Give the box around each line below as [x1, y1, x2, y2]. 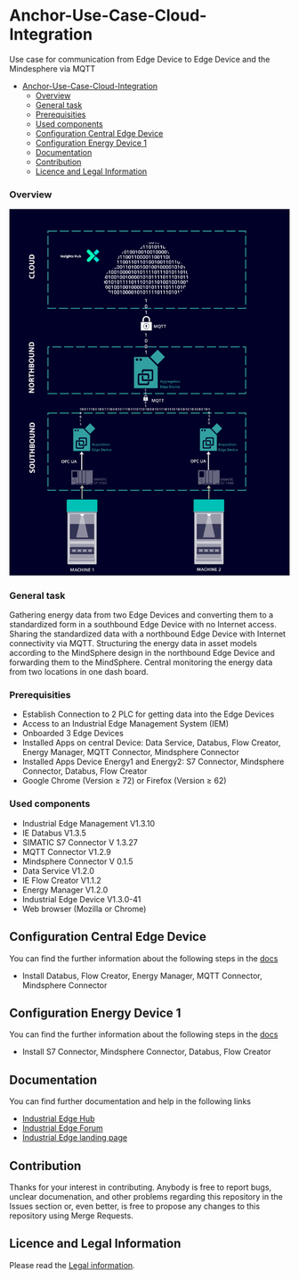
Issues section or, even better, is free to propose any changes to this [9, 1200, 261, 1211]
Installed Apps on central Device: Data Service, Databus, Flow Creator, [21, 737, 281, 748]
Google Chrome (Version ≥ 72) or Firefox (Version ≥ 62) [21, 776, 227, 786]
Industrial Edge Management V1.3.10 [21, 818, 156, 828]
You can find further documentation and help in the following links [9, 1096, 252, 1107]
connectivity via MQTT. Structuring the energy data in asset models [9, 638, 258, 649]
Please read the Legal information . [9, 1259, 135, 1270]
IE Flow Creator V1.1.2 [21, 875, 102, 885]
